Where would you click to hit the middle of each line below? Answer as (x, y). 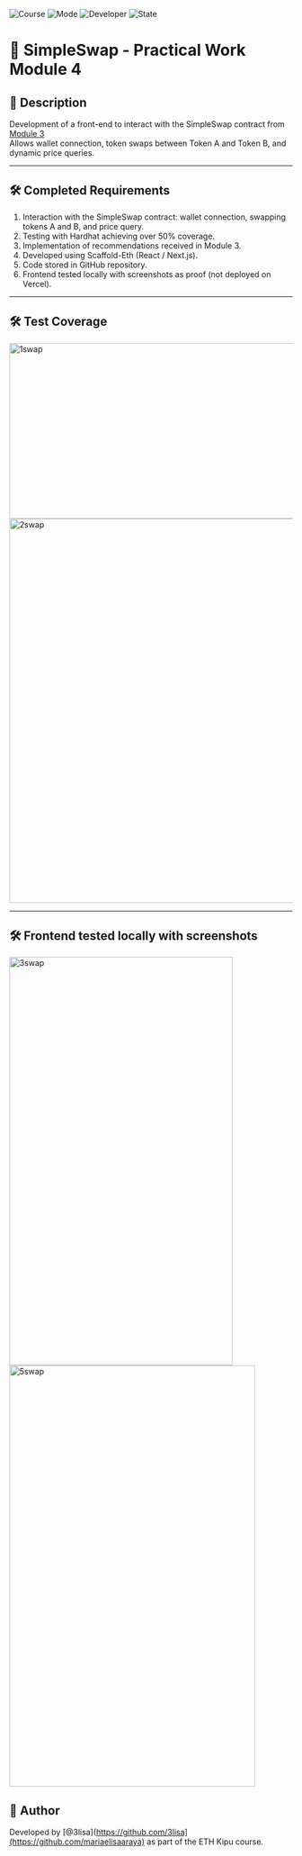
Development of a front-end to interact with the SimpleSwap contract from (147, 124)
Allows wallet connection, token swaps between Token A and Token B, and (148, 143)
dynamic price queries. (52, 153)
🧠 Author (35, 1811)
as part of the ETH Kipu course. (205, 1842)
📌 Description (48, 102)
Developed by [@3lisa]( (53, 1833)
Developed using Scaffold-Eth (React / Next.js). (110, 255)
